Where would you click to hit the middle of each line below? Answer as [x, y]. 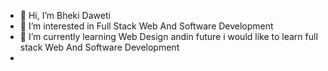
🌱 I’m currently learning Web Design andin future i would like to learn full [168, 36]
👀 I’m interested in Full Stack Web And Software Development [146, 26]
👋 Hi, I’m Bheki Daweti [65, 15]
